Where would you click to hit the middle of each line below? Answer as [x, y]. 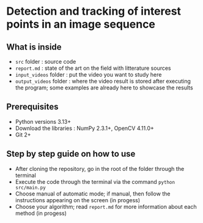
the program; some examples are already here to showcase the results [104, 88]
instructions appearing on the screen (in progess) [78, 200]
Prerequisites [32, 107]
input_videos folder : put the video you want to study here [88, 74]
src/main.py [30, 187]
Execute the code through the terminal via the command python [95, 181]
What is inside [34, 47]
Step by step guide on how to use [71, 154]
